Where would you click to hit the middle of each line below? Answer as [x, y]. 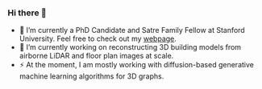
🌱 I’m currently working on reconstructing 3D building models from [130, 47]
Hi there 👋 [27, 13]
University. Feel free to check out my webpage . [98, 38]
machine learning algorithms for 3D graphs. [91, 76]
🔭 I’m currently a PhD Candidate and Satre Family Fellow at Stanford [132, 30]
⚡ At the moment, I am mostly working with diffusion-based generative [137, 65]
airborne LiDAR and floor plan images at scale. [96, 56]
